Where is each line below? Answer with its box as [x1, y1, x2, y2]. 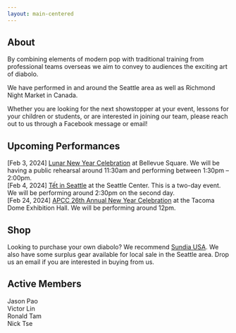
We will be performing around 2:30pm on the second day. [7, 189, 175, 197]
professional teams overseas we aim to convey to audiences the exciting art [7, 63, 228, 71]
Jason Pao [7, 296, 39, 305]
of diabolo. [7, 70, 39, 78]
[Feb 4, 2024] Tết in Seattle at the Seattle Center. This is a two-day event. [7, 181, 221, 190]
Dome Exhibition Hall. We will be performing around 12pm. [7, 203, 176, 212]
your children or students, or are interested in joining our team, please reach [7, 112, 228, 120]
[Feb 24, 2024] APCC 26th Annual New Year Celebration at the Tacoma [7, 196, 215, 205]
